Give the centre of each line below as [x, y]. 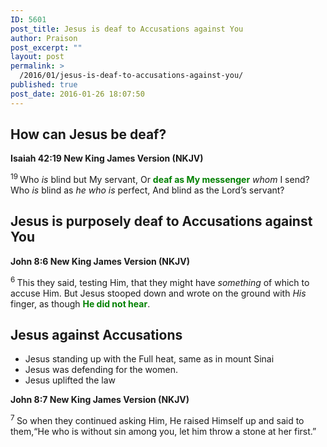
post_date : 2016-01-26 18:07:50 [77, 94]
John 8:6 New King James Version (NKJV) [100, 261]
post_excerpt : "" [46, 47]
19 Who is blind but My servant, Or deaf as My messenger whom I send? [160, 179]
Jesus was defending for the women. [101, 370]
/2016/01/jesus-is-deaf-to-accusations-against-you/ [131, 76]
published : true [44, 85]
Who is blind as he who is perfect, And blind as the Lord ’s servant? [147, 190]
